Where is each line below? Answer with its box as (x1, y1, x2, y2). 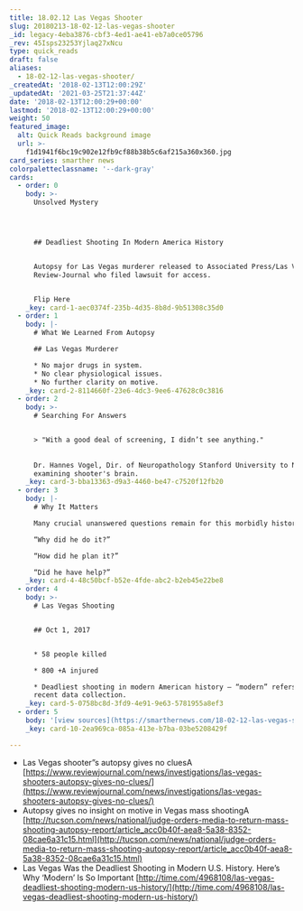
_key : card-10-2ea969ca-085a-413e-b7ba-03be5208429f (25, 724, 228, 733)
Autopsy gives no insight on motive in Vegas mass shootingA (22, 804, 250, 815)
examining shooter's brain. (32, 469, 140, 479)
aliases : (9, 64, 42, 73)
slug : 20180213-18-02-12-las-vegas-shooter (9, 22, 176, 31)
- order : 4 (17, 584, 59, 594)
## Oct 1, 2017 (32, 625, 91, 635)
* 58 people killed (32, 649, 106, 659)
